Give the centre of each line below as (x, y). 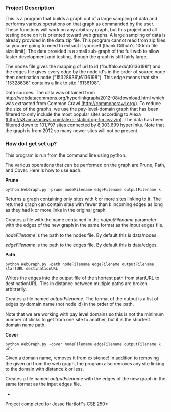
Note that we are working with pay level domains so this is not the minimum (85, 314)
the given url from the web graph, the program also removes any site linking (85, 363)
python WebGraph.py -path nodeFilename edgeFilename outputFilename (80, 264)
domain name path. (26, 325)
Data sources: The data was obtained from (50, 93)
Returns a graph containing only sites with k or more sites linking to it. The (83, 199)
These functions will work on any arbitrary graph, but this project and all (81, 30)
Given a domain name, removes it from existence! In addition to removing (82, 358)
